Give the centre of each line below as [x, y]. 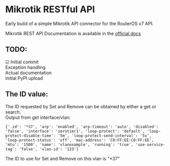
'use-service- [151, 145]
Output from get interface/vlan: [38, 117]
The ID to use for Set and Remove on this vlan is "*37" [63, 158]
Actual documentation [29, 73]
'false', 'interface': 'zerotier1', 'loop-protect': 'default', [75, 131]
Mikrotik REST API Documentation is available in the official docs [73, 33]
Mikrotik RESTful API [50, 9]
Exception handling [26, 67]
